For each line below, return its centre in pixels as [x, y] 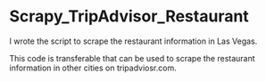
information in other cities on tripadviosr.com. [93, 68]
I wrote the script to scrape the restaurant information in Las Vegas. [133, 41]
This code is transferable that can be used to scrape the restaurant [133, 58]
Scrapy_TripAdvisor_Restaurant [129, 16]
